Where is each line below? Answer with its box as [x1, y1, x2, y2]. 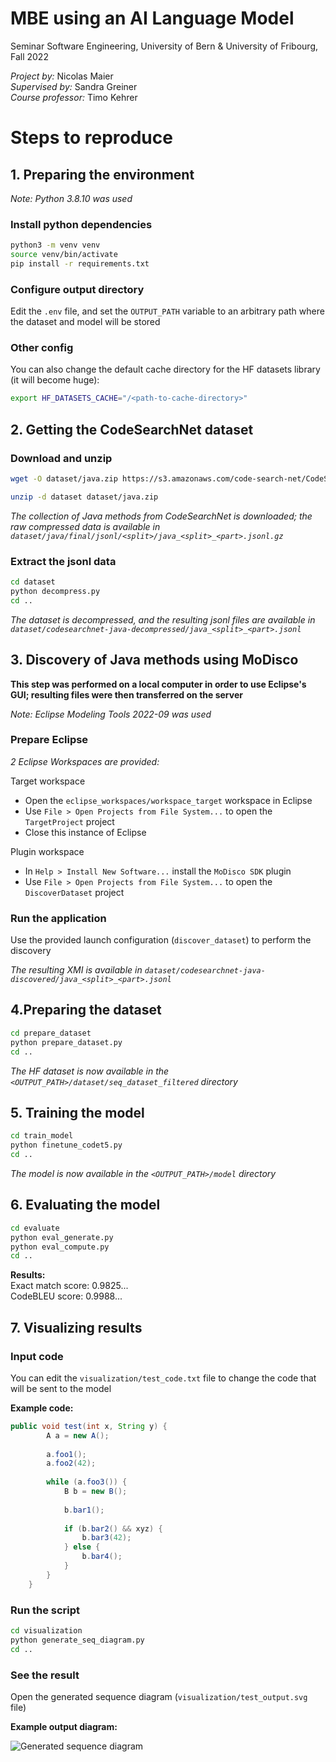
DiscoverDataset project [24, 886, 125, 898]
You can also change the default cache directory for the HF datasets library [10, 363, 321, 376]
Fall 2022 [10, 50, 49, 62]
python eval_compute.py [10, 1242, 110, 1252]
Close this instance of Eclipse [24, 826, 147, 838]
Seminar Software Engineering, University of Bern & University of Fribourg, [10, 40, 318, 52]
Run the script [10, 1603, 81, 1617]
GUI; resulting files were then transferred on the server [10, 688, 243, 701]
